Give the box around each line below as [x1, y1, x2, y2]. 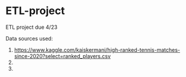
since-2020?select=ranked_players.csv [14, 52, 111, 59]
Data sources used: [5, 35, 53, 42]
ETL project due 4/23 [5, 24, 57, 31]
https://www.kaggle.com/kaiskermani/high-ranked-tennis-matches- [14, 46, 180, 53]
